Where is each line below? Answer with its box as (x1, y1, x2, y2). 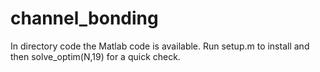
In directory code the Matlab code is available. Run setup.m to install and (10, 40, 310, 52)
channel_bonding (10, 7, 159, 30)
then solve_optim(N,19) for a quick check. (10, 50, 181, 62)
